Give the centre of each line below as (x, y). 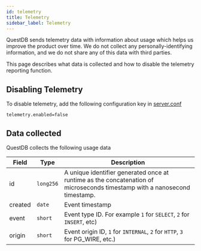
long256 (48, 184)
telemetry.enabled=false (37, 115)
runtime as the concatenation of (109, 180)
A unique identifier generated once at (116, 173)
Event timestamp (88, 205)
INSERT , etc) (80, 222)
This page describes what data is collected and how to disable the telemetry (100, 64)
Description (128, 162)
